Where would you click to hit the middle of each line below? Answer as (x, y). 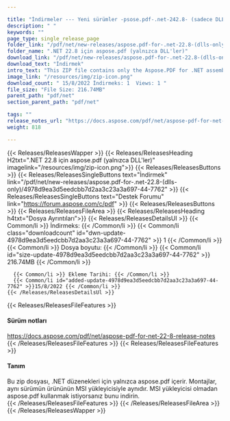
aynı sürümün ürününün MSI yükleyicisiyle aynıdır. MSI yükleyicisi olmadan (112, 389)
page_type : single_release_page (53, 38)
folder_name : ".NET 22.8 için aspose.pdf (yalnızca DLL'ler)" (98, 51)
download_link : (29, 58)
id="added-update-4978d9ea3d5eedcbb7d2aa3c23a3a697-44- (137, 280)
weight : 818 (24, 127)
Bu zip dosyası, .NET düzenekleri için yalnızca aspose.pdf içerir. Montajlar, (112, 381)
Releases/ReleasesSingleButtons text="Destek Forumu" (86, 196)
